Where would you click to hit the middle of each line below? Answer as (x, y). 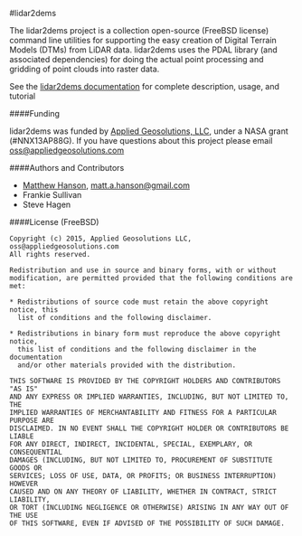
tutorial (23, 96)
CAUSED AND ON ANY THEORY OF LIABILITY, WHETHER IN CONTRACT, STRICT (143, 492)
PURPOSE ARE (32, 420)
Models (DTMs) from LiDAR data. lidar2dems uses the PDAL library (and (143, 50)
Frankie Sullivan (52, 195)
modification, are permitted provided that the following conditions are (151, 278)
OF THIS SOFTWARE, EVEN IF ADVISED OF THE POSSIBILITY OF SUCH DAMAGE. (147, 523)
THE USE (24, 515)
